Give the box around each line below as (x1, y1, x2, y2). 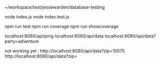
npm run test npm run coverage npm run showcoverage (4, 23, 119, 29)
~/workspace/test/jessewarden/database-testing (4, 4, 105, 10)
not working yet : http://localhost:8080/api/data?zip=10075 (4, 48, 125, 54)
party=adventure (4, 38, 39, 44)
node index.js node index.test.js (4, 14, 70, 19)
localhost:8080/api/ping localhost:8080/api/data (4, 33, 104, 39)
